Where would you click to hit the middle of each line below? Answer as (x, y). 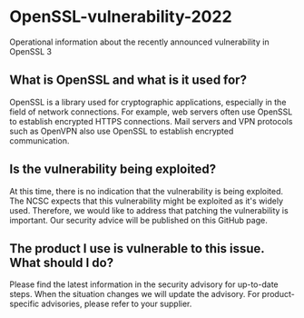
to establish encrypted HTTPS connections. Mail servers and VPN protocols (151, 121)
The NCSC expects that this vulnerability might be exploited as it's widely (147, 201)
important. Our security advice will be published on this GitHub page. (138, 220)
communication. (39, 140)
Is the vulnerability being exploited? (113, 169)
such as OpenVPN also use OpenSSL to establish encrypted (122, 131)
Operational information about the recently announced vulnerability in (139, 42)
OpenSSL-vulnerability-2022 (121, 17)
